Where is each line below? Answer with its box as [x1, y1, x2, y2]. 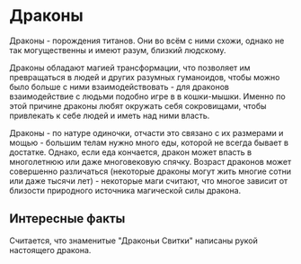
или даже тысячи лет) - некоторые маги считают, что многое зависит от [9, 175, 288, 186]
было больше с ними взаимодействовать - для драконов [9, 81, 229, 92]
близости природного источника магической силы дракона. [9, 185, 242, 196]
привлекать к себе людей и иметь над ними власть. [9, 110, 210, 121]
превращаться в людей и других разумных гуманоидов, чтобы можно [9, 71, 280, 82]
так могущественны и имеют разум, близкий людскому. [9, 44, 226, 55]
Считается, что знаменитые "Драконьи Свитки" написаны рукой [9, 235, 258, 246]
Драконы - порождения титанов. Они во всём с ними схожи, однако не [9, 35, 285, 46]
